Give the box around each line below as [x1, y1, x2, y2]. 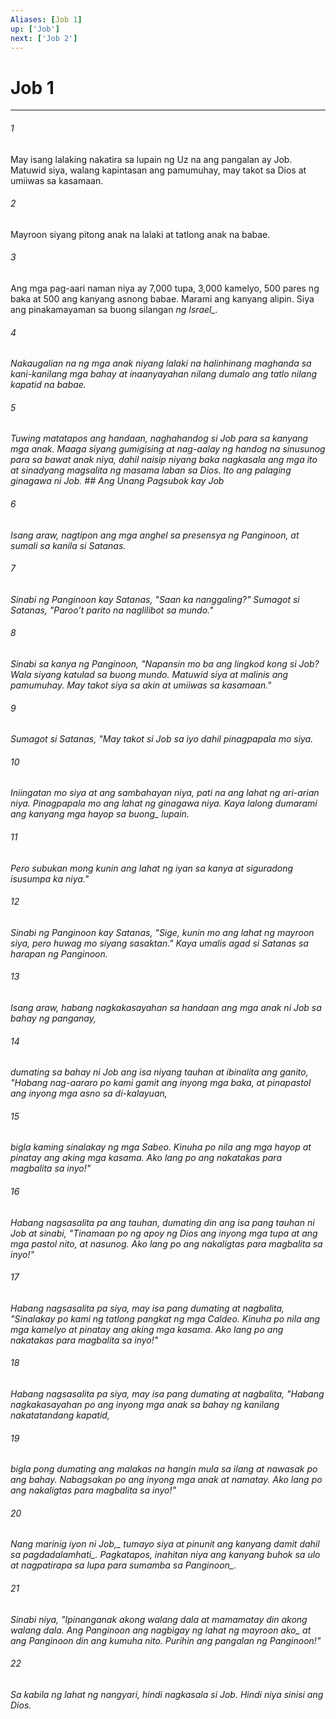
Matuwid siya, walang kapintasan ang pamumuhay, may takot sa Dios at [10, 164, 307, 176]
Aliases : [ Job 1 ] [10, 14, 83, 25]
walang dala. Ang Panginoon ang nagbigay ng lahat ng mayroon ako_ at [10, 1624, 312, 1636]
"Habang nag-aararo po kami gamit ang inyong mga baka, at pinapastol [10, 1077, 312, 1089]
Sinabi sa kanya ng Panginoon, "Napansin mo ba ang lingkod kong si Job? [10, 657, 320, 670]
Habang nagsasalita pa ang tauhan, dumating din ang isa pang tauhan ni [10, 1216, 315, 1228]
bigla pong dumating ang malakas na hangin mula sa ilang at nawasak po [10, 1463, 318, 1475]
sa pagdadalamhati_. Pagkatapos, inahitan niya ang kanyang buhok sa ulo [10, 1549, 321, 1561]
